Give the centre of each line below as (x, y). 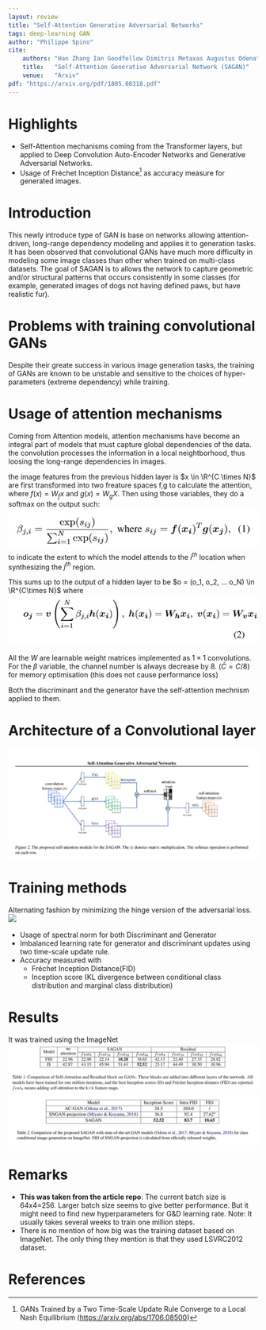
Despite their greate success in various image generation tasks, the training (131, 365)
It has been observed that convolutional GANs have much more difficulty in (131, 252)
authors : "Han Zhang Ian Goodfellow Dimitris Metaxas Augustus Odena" (141, 59)
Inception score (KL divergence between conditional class (126, 977)
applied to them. (35, 699)
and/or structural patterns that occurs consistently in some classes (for (124, 277)
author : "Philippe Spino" (51, 42)
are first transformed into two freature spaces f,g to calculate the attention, (130, 485)
